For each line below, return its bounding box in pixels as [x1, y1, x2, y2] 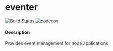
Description [5, 29, 30, 35]
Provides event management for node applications [5, 40, 108, 46]
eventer [5, 1, 38, 13]
